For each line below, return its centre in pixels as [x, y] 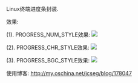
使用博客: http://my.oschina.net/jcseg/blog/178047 [69, 73]
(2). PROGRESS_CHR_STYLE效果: [48, 48]
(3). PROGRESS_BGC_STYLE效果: [48, 60]
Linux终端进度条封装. [32, 9]
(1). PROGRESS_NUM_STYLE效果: [48, 35]
